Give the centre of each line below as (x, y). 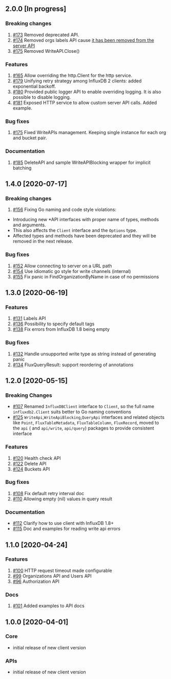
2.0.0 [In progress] (36, 9)
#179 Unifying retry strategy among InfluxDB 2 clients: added (77, 81)
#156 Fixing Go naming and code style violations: (65, 209)
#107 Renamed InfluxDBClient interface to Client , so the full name (83, 407)
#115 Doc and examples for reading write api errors (67, 529)
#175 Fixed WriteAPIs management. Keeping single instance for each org (89, 133)
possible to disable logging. (42, 97)
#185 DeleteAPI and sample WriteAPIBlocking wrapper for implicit (82, 162)
